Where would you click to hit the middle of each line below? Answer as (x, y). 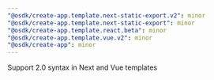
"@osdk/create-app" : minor (52, 45)
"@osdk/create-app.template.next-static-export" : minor (101, 23)
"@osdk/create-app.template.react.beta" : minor (87, 30)
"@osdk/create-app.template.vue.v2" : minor (80, 38)
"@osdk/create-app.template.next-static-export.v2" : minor (107, 15)
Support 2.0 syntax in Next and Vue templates (83, 67)
